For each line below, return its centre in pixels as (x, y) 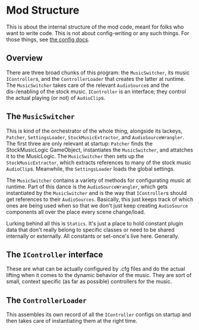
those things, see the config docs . (48, 39)
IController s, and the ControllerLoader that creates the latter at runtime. (96, 78)
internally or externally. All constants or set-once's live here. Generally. (93, 236)
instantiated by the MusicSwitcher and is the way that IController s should (97, 193)
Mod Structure (43, 10)
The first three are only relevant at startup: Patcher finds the (80, 143)
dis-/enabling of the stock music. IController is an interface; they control (96, 91)
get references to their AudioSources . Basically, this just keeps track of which (100, 199)
